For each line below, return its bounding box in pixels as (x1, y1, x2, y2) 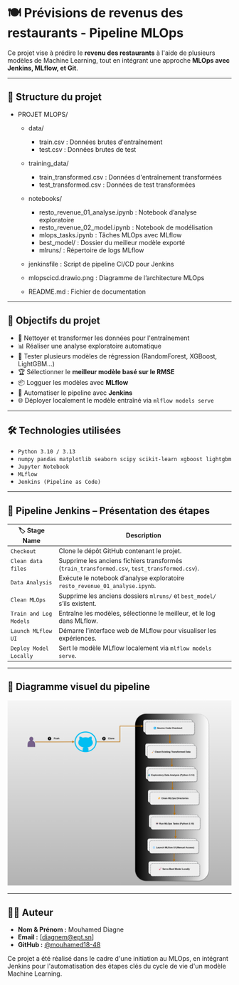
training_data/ (28, 159, 69, 167)
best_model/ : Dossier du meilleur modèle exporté (38, 238, 186, 247)
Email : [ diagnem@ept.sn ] (17, 932, 95, 941)
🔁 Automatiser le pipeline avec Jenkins (17, 388, 133, 397)
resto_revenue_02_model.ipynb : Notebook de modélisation (38, 223, 213, 232)
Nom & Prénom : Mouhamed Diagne (17, 925, 124, 934)
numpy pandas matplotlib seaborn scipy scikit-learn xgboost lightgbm (17, 456, 232, 463)
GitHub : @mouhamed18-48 (17, 940, 101, 949)
